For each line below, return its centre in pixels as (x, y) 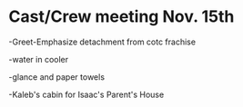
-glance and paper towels (57, 77)
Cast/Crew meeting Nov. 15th (121, 17)
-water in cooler (39, 59)
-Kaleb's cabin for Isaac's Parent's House (86, 94)
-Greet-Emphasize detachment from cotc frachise (102, 42)
